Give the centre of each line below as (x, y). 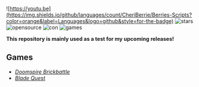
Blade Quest (30, 78)
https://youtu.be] (30, 9)
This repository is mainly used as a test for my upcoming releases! (90, 39)
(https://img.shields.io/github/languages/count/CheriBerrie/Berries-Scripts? (99, 15)
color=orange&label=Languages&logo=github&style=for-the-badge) (90, 21)
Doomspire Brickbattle (42, 72)
